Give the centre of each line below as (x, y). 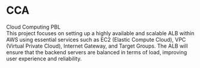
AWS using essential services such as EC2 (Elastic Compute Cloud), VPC (96, 39)
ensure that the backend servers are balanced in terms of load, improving (97, 52)
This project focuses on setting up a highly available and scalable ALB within (100, 33)
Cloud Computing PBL (33, 27)
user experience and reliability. (44, 58)
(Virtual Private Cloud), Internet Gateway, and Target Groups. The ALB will (97, 46)
